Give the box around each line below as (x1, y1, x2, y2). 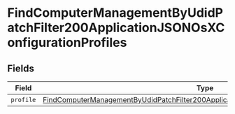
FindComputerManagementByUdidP (7, 5, 224, 21)
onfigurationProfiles (7, 35, 127, 50)
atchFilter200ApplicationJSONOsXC (7, 20, 225, 36)
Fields (7, 62, 35, 74)
